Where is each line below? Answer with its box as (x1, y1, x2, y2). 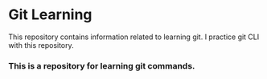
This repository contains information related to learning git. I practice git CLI (8, 32, 260, 41)
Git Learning (8, 6, 92, 24)
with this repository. (8, 40, 74, 49)
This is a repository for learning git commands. (8, 60, 195, 71)
